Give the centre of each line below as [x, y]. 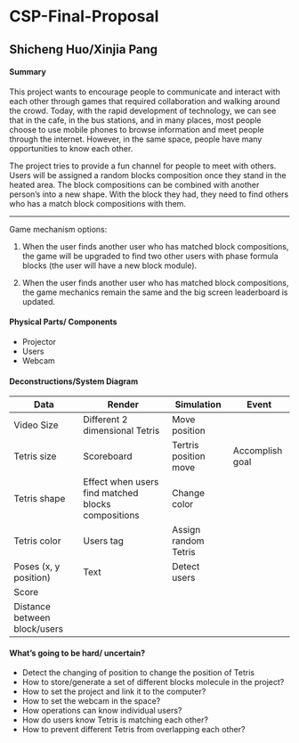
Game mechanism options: [58, 229]
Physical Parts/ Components [63, 322]
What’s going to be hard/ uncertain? [77, 653]
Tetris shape [40, 499]
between [32, 618]
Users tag [104, 541]
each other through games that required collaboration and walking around [145, 101]
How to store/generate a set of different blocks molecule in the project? [153, 682]
